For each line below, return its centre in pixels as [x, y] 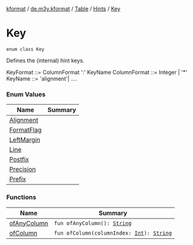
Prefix [18, 179]
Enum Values [26, 94]
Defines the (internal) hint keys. [45, 60]
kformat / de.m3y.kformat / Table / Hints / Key [64, 9]
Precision [23, 169]
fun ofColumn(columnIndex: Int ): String [113, 233]
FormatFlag [26, 130]
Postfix [19, 160]
